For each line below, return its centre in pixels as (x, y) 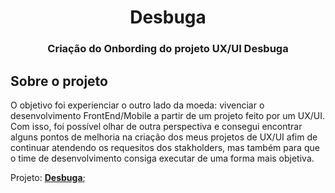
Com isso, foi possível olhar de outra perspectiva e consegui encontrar (156, 126)
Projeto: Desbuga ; (48, 177)
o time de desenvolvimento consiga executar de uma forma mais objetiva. (162, 158)
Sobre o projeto (59, 81)
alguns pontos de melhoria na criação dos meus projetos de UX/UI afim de (164, 137)
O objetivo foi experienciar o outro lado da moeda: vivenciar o (137, 105)
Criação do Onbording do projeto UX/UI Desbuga (168, 49)
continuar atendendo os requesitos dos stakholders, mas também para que (165, 147)
